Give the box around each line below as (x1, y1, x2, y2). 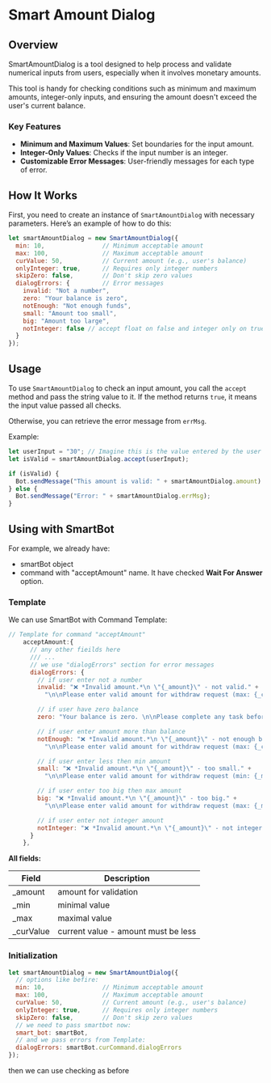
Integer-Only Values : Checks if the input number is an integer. (19, 148, 228, 158)
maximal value (57, 912, 113, 924)
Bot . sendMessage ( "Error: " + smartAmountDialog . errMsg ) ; (15, 492, 211, 501)
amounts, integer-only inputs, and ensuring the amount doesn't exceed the (8, 92, 257, 102)
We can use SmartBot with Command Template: (8, 615, 168, 624)
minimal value (57, 899, 110, 911)
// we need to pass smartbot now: (15, 1021, 131, 1029)
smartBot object (19, 559, 74, 569)
